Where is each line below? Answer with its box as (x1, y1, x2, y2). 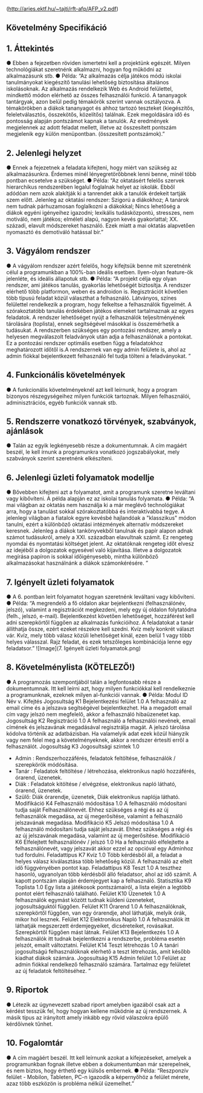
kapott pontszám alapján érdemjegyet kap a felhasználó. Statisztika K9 (14, 876, 192, 884)
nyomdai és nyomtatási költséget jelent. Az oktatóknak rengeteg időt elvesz (6, 540, 195, 548)
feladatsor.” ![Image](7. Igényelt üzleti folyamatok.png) (6, 645, 141, 652)
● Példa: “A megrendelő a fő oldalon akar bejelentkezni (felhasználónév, (6, 600, 187, 607)
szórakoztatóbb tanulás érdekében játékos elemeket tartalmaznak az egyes (6, 307, 195, 314)
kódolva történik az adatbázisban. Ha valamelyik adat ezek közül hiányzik (6, 730, 189, 737)
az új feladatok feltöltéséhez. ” (14, 967, 91, 974)
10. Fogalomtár (6, 1038, 63, 1048)
